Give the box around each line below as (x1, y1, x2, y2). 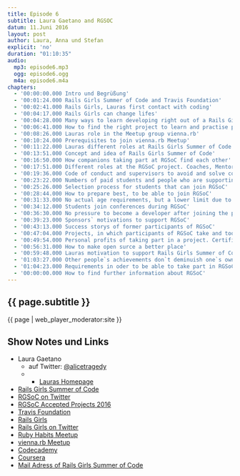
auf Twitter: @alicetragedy (28, 362, 107, 371)
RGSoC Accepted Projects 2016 (17, 400, 111, 409)
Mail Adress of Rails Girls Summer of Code (17, 461, 144, 470)
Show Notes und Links (7, 335, 109, 347)
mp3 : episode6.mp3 (14, 64, 69, 71)
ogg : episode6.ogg (14, 70, 69, 77)
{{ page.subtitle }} (7, 296, 91, 308)
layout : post (7, 30, 46, 38)
